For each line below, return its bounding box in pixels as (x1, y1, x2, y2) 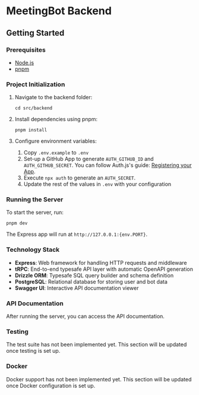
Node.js (14, 59, 34, 66)
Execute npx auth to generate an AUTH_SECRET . (23, 174, 136, 182)
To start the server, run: (6, 209, 64, 216)
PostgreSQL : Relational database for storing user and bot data (14, 278, 168, 285)
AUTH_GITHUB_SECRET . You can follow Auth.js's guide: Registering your (23, 162, 192, 169)
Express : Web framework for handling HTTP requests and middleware (14, 259, 187, 266)
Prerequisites (6, 46, 46, 54)
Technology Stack (6, 245, 60, 254)
